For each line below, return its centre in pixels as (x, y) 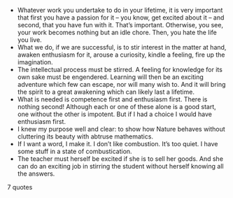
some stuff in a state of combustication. (75, 151)
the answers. (36, 174)
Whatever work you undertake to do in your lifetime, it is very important (120, 10)
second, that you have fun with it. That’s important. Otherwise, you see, (120, 25)
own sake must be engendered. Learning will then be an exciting (111, 77)
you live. (29, 40)
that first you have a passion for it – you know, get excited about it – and (121, 17)
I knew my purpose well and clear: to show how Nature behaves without (121, 129)
